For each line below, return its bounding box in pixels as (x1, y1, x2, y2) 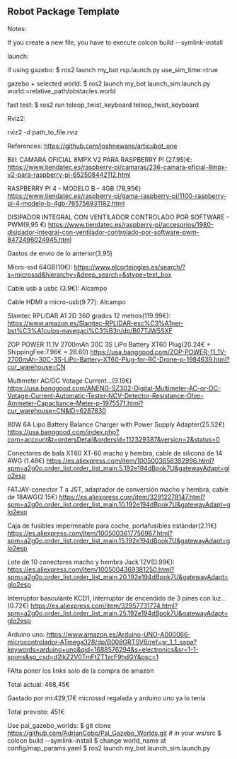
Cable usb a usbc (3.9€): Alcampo (7, 284, 108, 292)
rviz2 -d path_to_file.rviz (7, 127, 79, 137)
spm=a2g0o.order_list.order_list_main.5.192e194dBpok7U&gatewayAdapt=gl (7, 463, 230, 473)
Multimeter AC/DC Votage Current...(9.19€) (7, 376, 132, 385)
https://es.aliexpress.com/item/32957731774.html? (30, 601, 178, 610)
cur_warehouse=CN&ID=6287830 (7, 406, 106, 415)
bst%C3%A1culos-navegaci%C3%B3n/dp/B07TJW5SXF (7, 326, 173, 335)
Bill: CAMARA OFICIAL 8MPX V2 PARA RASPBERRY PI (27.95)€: (7, 155, 192, 163)
